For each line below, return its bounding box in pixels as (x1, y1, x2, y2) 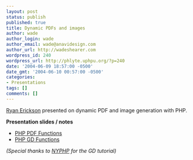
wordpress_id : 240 (6, 52, 51, 58)
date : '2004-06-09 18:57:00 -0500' (6, 63, 94, 69)
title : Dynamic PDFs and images (6, 25, 85, 31)
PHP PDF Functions (14, 129, 62, 136)
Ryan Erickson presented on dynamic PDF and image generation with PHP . (6, 106, 187, 114)
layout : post (6, 8, 38, 15)
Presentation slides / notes (6, 118, 74, 125)
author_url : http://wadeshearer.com (6, 47, 96, 53)
